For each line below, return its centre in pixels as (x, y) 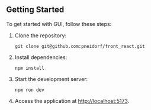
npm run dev (29, 90)
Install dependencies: (41, 57)
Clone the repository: (41, 35)
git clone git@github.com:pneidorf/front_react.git (80, 46)
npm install (29, 68)
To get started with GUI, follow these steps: (59, 24)
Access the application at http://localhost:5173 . (72, 101)
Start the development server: (51, 79)
